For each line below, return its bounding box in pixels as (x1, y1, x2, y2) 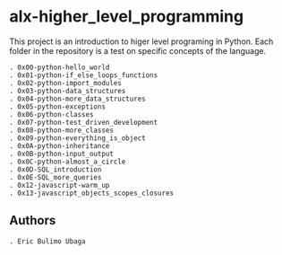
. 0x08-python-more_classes (9, 126, 115, 135)
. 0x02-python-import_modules (9, 78, 123, 87)
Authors (9, 213, 56, 228)
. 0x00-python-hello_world (9, 63, 110, 72)
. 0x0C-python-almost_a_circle (9, 157, 126, 166)
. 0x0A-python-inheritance (9, 141, 110, 150)
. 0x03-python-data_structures (9, 86, 126, 95)
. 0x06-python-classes (9, 110, 94, 119)
